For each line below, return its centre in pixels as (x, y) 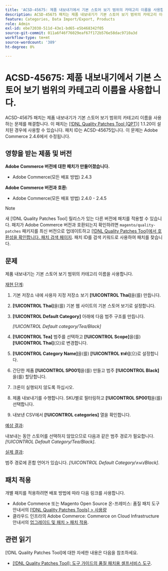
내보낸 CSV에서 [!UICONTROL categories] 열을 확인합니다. (71, 415)
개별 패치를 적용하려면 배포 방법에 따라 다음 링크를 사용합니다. (65, 493)
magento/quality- (138, 225)
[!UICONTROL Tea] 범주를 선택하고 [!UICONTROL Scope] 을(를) (76, 337)
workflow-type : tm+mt (28, 38)
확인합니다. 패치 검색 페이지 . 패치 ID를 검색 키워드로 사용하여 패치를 (84, 237)
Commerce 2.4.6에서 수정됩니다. (38, 136)
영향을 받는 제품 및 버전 (39, 153)
